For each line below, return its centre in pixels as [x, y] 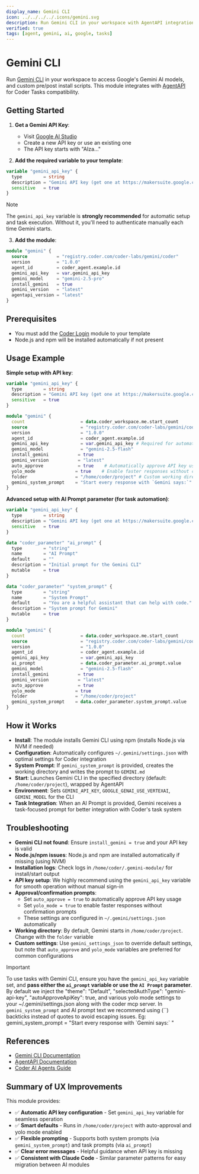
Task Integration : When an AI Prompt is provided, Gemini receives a [98, 803]
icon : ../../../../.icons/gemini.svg [53, 17]
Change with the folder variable [54, 936]
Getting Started [35, 111]
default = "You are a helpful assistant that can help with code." [102, 603]
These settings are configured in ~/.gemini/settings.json [94, 918]
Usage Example [36, 358]
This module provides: [33, 1101]
